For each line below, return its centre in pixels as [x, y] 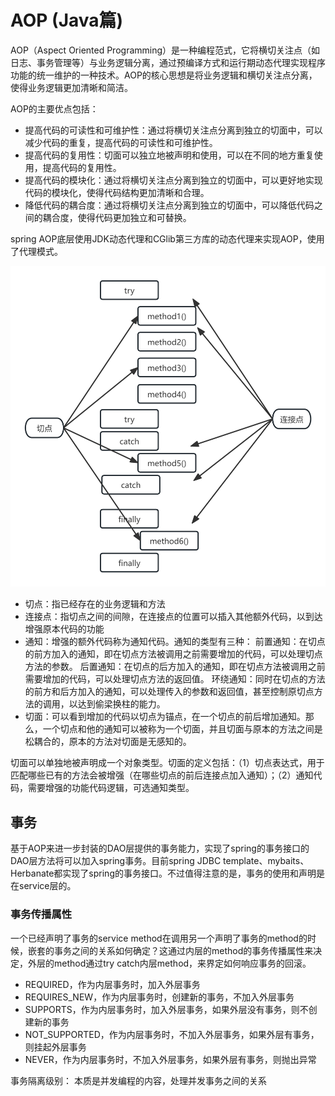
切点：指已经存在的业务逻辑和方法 [95, 604]
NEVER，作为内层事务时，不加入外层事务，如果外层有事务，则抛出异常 [170, 1059]
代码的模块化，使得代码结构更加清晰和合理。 [117, 192]
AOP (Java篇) [67, 20]
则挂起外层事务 [55, 1047]
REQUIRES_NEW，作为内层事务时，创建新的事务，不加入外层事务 [159, 997]
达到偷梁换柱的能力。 [121, 704]
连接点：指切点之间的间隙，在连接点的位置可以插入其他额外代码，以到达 [173, 617]
